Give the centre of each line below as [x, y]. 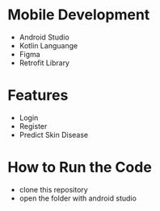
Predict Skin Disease [54, 134]
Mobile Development [79, 15]
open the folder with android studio [78, 198]
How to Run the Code [80, 168]
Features [38, 95]
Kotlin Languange [48, 45]
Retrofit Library [44, 63]
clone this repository [53, 189]
